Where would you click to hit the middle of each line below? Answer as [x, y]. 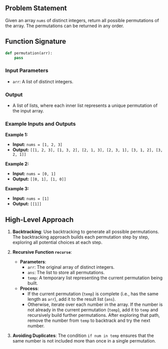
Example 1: [17, 135]
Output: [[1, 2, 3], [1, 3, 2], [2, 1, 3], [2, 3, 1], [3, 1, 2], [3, [88, 150]
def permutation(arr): [29, 53]
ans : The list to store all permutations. [66, 273]
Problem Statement [36, 8]
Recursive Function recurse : [42, 252]
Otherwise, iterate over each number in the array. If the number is [95, 305]
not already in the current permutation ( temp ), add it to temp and [93, 310]
